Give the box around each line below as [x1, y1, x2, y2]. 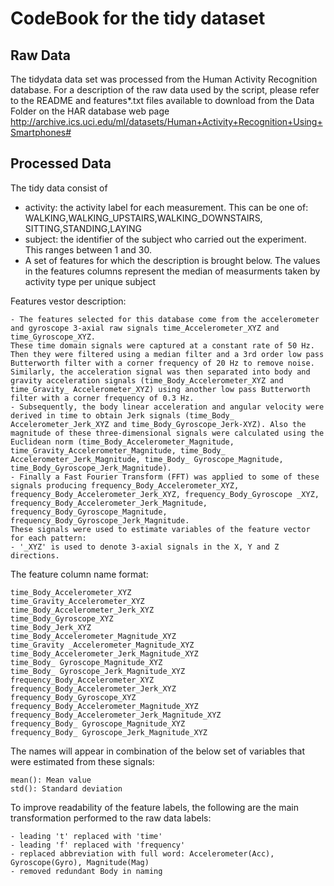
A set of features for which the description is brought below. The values [24, 254, 321, 266]
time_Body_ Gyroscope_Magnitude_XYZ [10, 657, 163, 667]
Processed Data [10, 155, 112, 172]
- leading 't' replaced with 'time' [10, 831, 163, 841]
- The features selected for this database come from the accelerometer [10, 314, 320, 324]
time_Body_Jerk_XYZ [10, 622, 92, 632]
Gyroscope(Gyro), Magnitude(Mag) [10, 857, 150, 867]
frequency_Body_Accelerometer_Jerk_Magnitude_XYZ [10, 710, 222, 720]
